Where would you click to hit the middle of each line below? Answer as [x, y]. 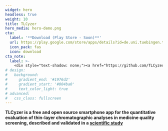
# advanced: [17, 93]
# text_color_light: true [37, 89]
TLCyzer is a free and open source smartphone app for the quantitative [80, 112]
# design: [15, 70]
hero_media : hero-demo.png [33, 28]
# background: [22, 75]
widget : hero [19, 10]
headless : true [21, 14]
